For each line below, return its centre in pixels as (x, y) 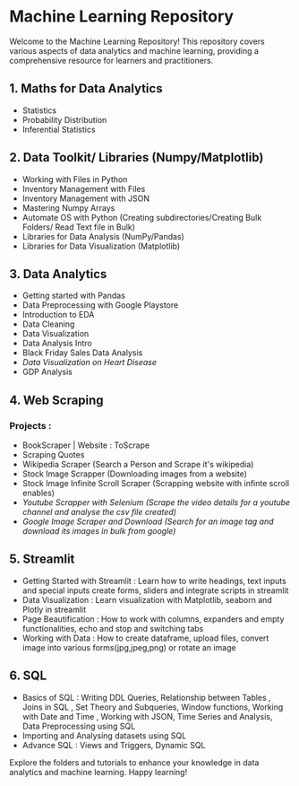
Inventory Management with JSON (86, 198)
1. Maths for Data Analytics (86, 88)
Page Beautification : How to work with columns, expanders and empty (153, 619)
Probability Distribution (64, 119)
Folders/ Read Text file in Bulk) (79, 227)
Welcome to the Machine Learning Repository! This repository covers (137, 41)
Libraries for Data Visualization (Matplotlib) (101, 246)
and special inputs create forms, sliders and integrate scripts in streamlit (155, 590)
